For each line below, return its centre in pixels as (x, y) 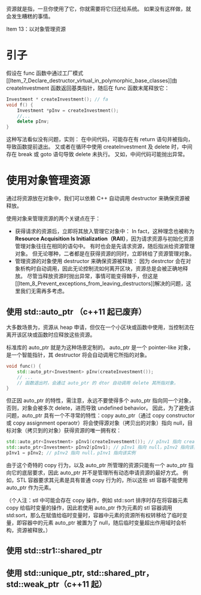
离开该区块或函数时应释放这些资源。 (51, 334)
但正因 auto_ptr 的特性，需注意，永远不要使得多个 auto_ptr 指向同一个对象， (100, 401)
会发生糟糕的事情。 (30, 16)
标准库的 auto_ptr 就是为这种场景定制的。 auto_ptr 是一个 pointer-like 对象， (100, 347)
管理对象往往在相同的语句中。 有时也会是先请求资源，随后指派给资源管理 (105, 246)
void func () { (24, 366)
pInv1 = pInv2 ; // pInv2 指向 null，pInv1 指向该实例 (71, 453)
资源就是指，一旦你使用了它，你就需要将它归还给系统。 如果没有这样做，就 (99, 9)
